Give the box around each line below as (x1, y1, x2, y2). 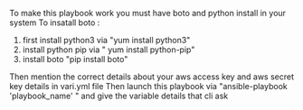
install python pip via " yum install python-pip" (22, 44, 195, 55)
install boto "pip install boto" (22, 54, 128, 64)
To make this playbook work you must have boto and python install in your (9, 8, 287, 18)
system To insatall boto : (9, 17, 100, 28)
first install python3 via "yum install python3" (22, 35, 191, 45)
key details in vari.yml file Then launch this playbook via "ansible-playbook (9, 81, 288, 91)
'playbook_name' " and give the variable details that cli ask (9, 90, 229, 101)
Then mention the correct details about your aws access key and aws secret (9, 71, 295, 82)
